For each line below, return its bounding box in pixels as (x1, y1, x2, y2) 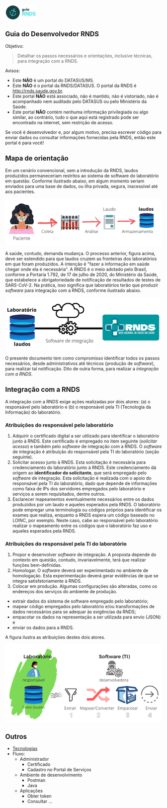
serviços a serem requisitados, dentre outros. (12, 491, 106, 497)
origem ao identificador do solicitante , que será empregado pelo (12, 469, 147, 476)
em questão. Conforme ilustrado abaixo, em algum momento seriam (5, 178, 145, 184)
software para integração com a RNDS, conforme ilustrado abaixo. (5, 287, 142, 293)
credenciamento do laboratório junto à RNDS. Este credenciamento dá (12, 464, 157, 470)
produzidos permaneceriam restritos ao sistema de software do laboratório (5, 173, 159, 179)
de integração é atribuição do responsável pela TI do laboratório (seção (12, 449, 160, 454)
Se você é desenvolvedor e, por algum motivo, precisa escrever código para (5, 129, 162, 135)
